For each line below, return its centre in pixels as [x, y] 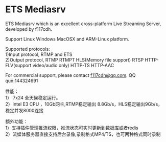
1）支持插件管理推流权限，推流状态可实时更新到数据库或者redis [72, 128]
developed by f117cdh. [29, 29]
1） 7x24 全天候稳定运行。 [33, 97]
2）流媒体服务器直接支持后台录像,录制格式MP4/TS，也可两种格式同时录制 [83, 134]
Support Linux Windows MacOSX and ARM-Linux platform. [67, 39]
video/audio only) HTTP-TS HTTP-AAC [73, 65]
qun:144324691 [22, 80]
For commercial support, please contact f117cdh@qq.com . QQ [70, 75]
